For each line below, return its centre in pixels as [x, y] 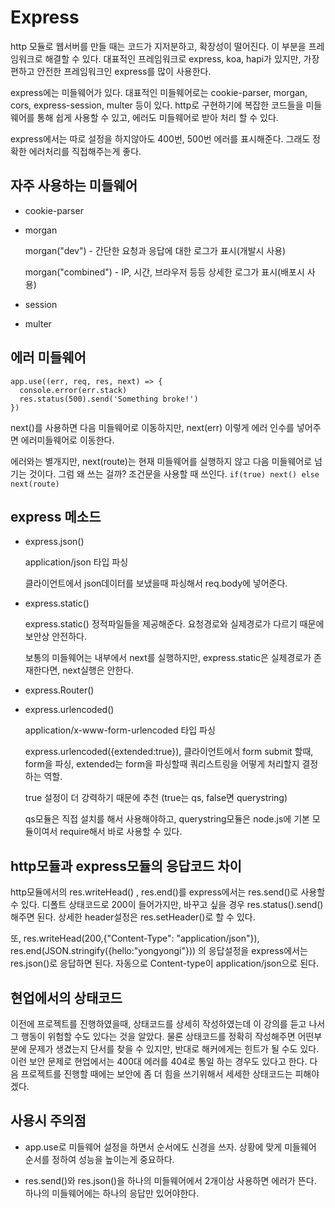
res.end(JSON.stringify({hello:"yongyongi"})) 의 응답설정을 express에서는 [159, 951]
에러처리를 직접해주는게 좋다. [85, 151]
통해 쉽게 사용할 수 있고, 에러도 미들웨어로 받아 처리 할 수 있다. [157, 117]
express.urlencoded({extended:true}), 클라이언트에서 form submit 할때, [169, 752]
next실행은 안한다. [98, 670]
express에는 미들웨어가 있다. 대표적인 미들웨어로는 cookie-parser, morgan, [159, 92]
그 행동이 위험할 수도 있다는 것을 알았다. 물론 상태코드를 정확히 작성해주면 [153, 1036]
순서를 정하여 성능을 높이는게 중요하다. [99, 1159]
